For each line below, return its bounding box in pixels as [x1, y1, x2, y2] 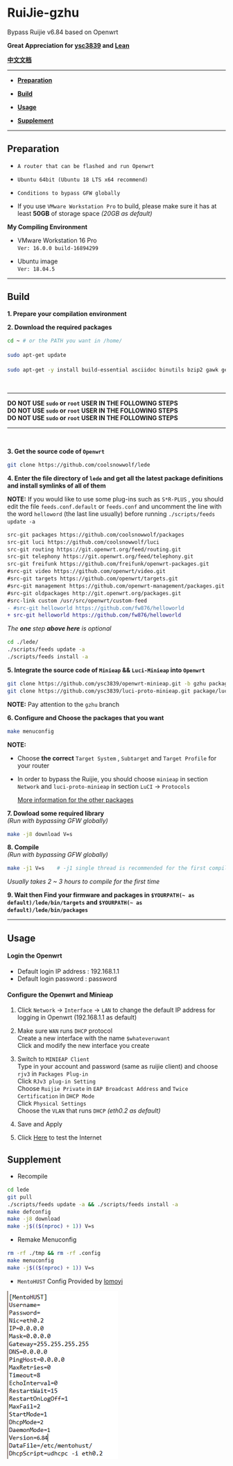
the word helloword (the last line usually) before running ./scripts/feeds [7, 509, 216, 518]
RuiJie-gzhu [7, 5, 80, 21]
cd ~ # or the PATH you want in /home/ [7, 337, 123, 344]
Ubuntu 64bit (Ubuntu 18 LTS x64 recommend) [17, 176, 148, 183]
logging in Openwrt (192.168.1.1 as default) [17, 1013, 137, 1022]
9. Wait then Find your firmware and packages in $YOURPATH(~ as [7, 891, 195, 899]
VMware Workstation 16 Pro [17, 236, 97, 244]
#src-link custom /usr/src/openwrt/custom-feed [7, 597, 148, 604]
